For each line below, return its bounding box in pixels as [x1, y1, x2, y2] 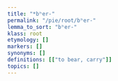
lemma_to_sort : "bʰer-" [7, 23, 78, 30]
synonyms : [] [7, 50, 46, 57]
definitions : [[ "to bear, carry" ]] [7, 56, 112, 63]
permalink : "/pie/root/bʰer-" [7, 17, 97, 24]
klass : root [7, 30, 42, 37]
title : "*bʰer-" [7, 10, 55, 18]
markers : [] [7, 43, 42, 50]
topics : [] [7, 63, 40, 70]
